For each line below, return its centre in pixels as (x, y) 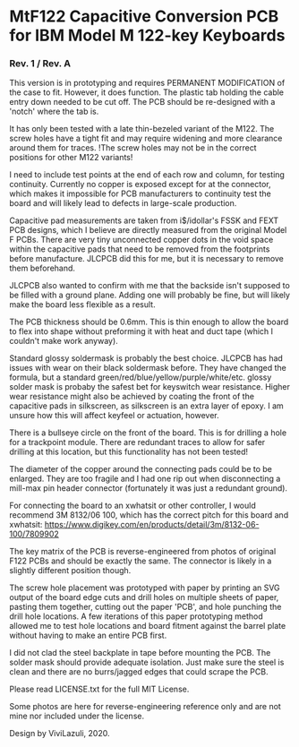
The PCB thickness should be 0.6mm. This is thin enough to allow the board (149, 322)
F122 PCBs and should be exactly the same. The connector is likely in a (141, 561)
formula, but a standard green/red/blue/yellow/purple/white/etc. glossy (141, 377)
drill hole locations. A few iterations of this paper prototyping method (136, 616)
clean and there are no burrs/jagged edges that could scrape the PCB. (139, 672)
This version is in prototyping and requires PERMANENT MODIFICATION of (147, 83)
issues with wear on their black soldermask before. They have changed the (148, 368)
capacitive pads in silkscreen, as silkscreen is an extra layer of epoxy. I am (146, 406)
